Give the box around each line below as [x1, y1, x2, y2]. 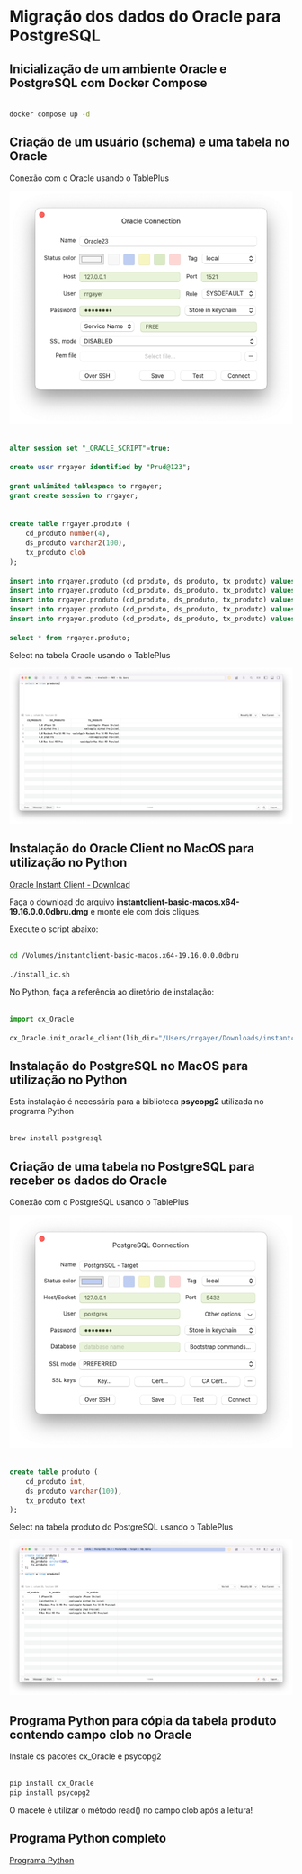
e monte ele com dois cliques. [90, 906, 201, 916]
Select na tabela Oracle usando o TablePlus [9, 649, 171, 660]
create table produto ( [9, 1468, 99, 1477]
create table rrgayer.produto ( [9, 520, 130, 529]
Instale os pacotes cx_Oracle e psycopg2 [9, 1751, 162, 1762]
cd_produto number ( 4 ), [25, 529, 111, 539]
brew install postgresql [9, 1134, 102, 1143]
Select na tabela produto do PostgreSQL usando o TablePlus [9, 1522, 234, 1532]
